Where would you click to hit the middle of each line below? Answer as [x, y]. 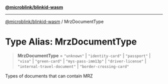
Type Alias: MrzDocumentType [71, 42]
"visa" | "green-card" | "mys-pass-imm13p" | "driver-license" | [82, 61]
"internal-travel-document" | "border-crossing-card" [73, 66]
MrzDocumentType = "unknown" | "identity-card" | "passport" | [84, 55]
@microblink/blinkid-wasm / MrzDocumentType [54, 21]
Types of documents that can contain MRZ [49, 76]
